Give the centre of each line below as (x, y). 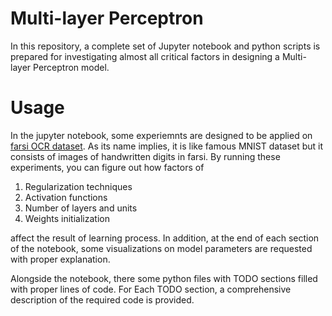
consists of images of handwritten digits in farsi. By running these (145, 156)
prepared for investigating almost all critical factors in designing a (145, 56)
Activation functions (66, 197)
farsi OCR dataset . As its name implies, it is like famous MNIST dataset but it (167, 146)
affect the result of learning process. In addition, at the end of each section (165, 238)
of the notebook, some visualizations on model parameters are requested (161, 248)
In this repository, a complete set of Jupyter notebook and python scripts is (165, 46)
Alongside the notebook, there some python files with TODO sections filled (164, 278)
